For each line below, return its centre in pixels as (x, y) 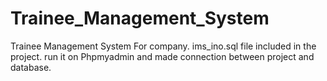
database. (31, 67)
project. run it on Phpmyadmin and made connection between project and (162, 56)
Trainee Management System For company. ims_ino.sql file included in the (163, 46)
